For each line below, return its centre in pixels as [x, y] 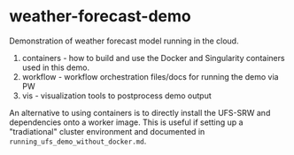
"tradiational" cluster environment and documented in [107, 131]
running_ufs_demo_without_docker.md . [78, 141]
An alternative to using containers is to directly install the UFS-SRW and [140, 112]
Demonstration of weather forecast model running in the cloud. [124, 41]
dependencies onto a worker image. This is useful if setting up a [126, 122]
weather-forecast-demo [101, 16]
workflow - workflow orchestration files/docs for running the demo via [150, 76]
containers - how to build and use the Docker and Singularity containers [153, 58]
